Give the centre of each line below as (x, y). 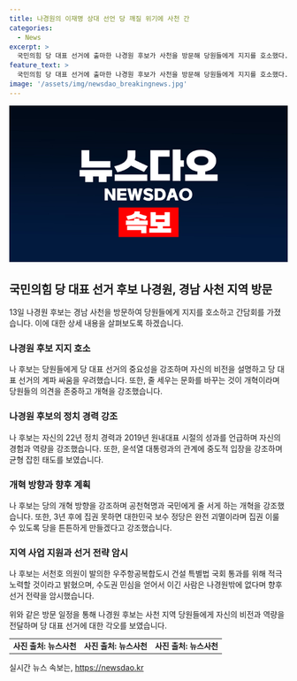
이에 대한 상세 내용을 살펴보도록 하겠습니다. (109, 324)
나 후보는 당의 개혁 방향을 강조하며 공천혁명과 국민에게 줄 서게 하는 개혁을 (135, 505)
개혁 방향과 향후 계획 (50, 485)
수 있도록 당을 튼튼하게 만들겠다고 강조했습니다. (91, 527)
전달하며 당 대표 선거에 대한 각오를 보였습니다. (88, 626)
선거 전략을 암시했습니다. (52, 596)
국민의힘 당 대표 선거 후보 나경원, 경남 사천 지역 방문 (141, 289)
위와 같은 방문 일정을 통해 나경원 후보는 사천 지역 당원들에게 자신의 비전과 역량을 (147, 615)
